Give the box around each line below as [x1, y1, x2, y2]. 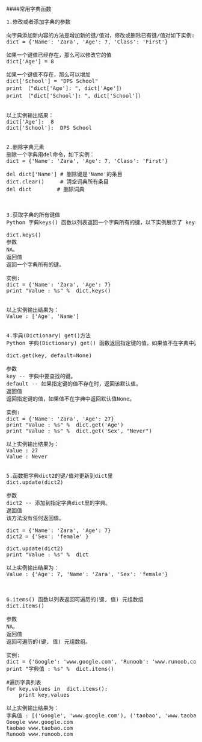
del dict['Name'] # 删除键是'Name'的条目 [6, 171, 123, 177]
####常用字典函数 [6, 5, 52, 12]
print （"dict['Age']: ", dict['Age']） [6, 85, 125, 92]
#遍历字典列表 [6, 679, 41, 686]
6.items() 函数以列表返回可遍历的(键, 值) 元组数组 [6, 596, 144, 603]
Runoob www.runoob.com [6, 731, 73, 737]
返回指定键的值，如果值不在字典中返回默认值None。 [6, 396, 135, 402]
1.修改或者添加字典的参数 [6, 19, 71, 25]
